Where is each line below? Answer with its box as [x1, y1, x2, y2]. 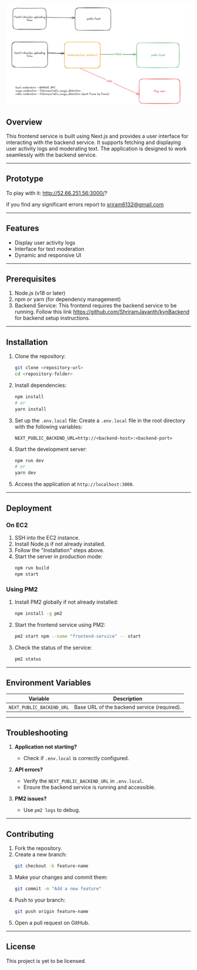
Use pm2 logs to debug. [23, 807, 80, 814]
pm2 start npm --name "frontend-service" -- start [14, 633, 141, 639]
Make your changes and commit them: [14, 874, 108, 881]
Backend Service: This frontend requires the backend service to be [14, 302, 177, 309]
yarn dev [14, 470, 36, 476]
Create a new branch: [14, 851, 67, 858]
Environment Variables [6, 678, 91, 688]
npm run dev [14, 457, 44, 463]
